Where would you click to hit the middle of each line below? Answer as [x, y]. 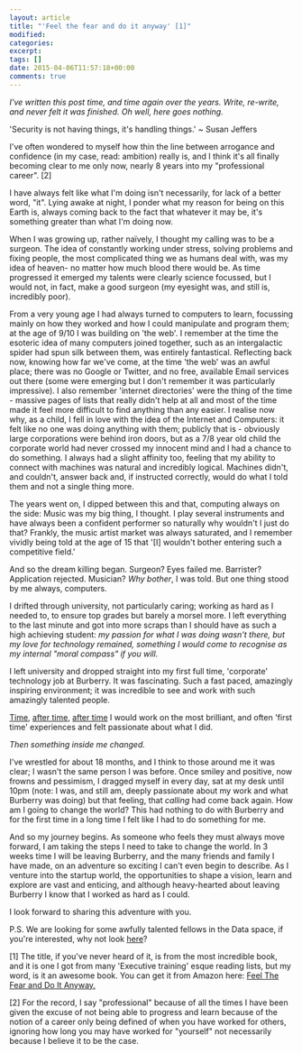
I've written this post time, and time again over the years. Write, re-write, [144, 102]
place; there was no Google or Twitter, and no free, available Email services [149, 371]
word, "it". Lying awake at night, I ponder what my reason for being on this [147, 202]
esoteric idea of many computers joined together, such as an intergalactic [146, 343]
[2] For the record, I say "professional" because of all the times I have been [149, 1003]
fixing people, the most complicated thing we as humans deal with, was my [149, 258]
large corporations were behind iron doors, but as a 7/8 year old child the [145, 438]
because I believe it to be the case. [74, 1040]
